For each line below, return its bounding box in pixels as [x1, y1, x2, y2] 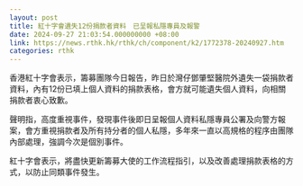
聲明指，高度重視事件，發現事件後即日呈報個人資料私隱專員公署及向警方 [9, 114, 278, 125]
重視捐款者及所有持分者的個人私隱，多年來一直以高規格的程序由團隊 [40, 125, 294, 136]
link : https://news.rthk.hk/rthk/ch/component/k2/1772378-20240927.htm [9, 38, 284, 48]
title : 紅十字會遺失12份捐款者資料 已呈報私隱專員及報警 [9, 22, 200, 31]
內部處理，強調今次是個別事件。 [9, 137, 128, 147]
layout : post [9, 13, 59, 22]
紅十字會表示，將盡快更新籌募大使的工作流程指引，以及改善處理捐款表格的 [9, 155, 286, 166]
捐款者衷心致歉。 [9, 95, 73, 106]
